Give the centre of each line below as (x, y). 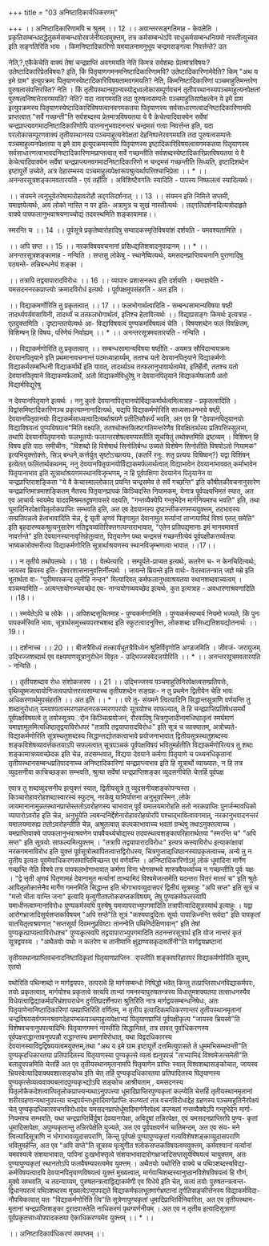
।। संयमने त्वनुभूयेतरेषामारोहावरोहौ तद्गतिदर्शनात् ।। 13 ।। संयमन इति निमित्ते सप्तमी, (119, 196)
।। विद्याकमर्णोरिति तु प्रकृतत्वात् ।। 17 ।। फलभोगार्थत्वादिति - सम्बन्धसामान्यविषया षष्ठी (120, 305)
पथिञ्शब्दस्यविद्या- (225, 1163)
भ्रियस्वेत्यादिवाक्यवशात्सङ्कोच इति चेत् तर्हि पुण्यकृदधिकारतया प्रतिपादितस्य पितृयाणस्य (114, 1073)
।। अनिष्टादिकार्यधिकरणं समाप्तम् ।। (56, 1234)
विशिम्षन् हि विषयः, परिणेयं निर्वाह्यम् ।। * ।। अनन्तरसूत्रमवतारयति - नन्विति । (107, 332)
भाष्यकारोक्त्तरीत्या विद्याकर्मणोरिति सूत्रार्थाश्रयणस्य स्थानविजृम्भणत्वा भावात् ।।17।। (112, 545)
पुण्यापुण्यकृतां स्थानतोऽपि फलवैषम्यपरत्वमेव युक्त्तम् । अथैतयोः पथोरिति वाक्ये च (105, 1163)
